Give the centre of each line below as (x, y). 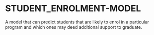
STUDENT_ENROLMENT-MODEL (73, 9)
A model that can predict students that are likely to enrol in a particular (77, 22)
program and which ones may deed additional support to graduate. (74, 27)
